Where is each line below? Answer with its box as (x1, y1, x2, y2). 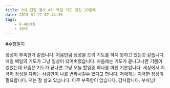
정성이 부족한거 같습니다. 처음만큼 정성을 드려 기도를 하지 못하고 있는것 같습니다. (5, 52, 165, 58)
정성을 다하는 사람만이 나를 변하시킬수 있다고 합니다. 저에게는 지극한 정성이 (14, 71, 164, 77)
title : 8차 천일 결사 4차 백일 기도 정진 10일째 (5, 7, 96, 13)
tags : (5, 17, 17, 22)
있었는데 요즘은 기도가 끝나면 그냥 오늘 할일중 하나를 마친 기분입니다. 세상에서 (5, 65, 160, 71)
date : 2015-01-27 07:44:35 (5, 12, 63, 17)
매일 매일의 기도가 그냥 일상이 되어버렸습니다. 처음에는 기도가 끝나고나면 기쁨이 (5, 58, 163, 64)
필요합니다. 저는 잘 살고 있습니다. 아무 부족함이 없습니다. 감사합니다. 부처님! (5, 77, 155, 83)
